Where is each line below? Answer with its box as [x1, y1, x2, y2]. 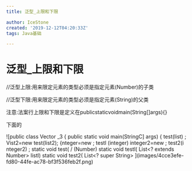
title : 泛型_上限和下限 [6, 8, 58, 15]
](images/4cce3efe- [135, 152, 184, 159]
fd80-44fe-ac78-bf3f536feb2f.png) [6, 158, 93, 166]
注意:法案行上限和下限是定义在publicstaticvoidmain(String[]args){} [6, 109, 168, 116]
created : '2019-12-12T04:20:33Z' [6, 25, 89, 31]
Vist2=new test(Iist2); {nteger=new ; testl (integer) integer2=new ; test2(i [6, 140, 184, 147]
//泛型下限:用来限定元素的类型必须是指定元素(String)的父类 [6, 96, 149, 104]
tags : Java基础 [6, 30, 42, 36]
